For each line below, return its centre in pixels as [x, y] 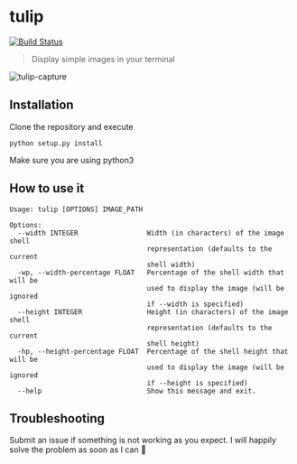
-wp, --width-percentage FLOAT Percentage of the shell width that [151, 273]
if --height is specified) [197, 383]
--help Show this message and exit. [137, 391]
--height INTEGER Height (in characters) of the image [153, 312]
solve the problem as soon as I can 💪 [78, 450]
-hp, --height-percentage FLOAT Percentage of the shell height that [153, 351]
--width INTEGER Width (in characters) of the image [151, 233]
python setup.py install [56, 143]
